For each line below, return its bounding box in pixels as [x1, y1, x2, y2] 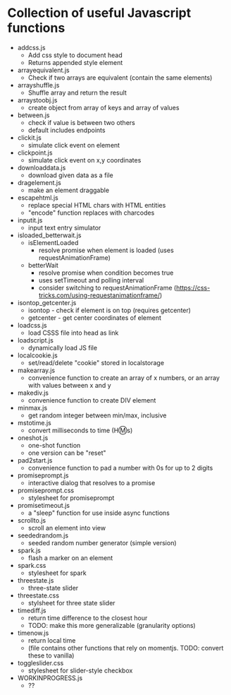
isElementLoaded [27, 238, 79, 246]
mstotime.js [17, 418, 51, 427]
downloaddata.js [17, 163, 66, 172]
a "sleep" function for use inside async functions [27, 509, 170, 517]
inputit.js [17, 215, 43, 224]
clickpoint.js [17, 148, 53, 157]
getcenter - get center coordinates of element [27, 313, 162, 322]
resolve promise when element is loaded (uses [38, 246, 174, 254]
